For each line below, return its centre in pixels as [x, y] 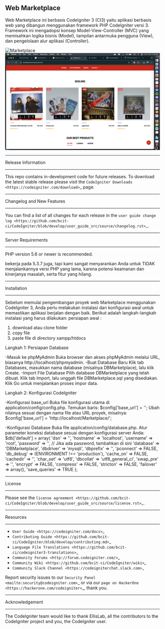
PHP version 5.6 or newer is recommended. [49, 254]
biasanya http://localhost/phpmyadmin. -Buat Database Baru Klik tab [74, 362]
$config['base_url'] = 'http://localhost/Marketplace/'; [58, 418]
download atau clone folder [40, 327]
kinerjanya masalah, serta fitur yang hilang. [49, 274]
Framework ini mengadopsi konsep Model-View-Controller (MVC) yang [77, 30]
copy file [21, 333]
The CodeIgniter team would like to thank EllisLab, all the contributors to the [82, 616]
